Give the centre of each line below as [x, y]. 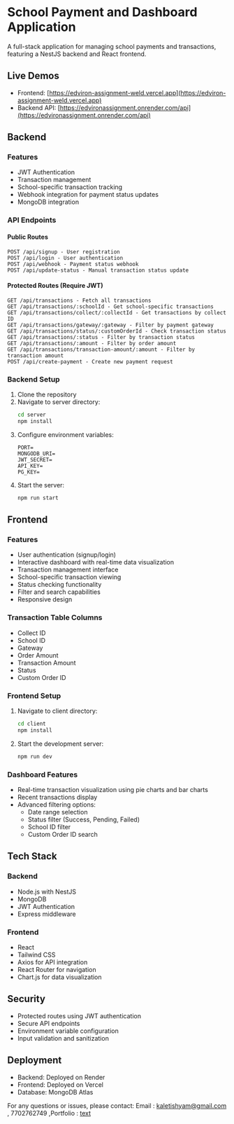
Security [26, 999]
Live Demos [33, 76]
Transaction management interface [68, 570]
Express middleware [46, 914]
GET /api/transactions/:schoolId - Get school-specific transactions [111, 306]
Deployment [35, 1061]
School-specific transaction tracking [70, 187]
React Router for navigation [57, 969]
